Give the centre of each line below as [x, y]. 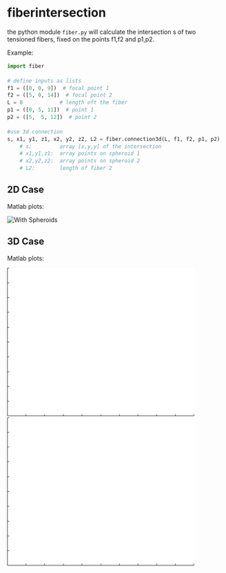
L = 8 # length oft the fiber [68, 103]
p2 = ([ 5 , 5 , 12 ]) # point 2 [52, 118]
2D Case [26, 190]
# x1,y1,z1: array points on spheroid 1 [80, 153]
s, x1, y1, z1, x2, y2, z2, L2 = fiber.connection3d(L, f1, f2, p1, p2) [114, 139]
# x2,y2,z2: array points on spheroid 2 [80, 161]
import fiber [26, 66]
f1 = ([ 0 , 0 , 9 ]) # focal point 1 [58, 88]
